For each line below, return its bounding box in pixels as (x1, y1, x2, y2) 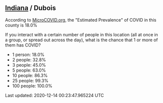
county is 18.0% (5, 22, 38, 28)
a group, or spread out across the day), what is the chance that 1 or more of (5, 37, 158, 43)
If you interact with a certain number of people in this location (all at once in (5, 31, 158, 37)
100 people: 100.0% (12, 83, 53, 89)
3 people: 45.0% (12, 62, 46, 68)
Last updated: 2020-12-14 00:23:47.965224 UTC (5, 92, 104, 98)
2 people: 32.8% (12, 56, 46, 63)
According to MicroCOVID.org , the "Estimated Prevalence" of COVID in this (5, 17, 157, 23)
